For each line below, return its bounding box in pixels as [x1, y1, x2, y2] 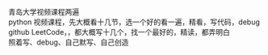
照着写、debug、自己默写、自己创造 [8, 37, 129, 47]
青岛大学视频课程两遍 [8, 7, 79, 16]
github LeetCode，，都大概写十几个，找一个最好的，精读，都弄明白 [8, 27, 230, 36]
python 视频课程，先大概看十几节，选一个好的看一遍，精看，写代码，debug [8, 17, 261, 27]
